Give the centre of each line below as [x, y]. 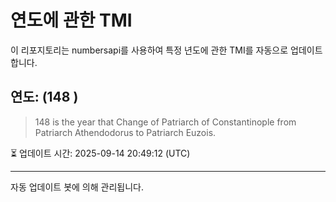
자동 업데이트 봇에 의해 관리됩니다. [77, 187]
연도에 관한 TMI [71, 20]
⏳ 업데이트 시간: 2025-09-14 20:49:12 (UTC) [100, 153]
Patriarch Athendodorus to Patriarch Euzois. [125, 132]
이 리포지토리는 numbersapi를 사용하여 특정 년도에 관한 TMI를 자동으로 [149, 50]
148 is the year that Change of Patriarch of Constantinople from [165, 122]
